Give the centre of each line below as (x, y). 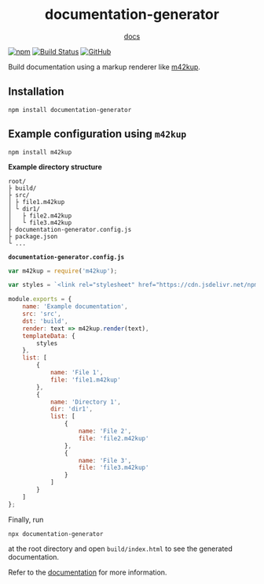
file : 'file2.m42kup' (114, 438)
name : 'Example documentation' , (75, 307)
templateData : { (49, 336)
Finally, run (26, 519)
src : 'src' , (42, 314)
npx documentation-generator (56, 534)
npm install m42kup (40, 152)
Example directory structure (55, 166)
